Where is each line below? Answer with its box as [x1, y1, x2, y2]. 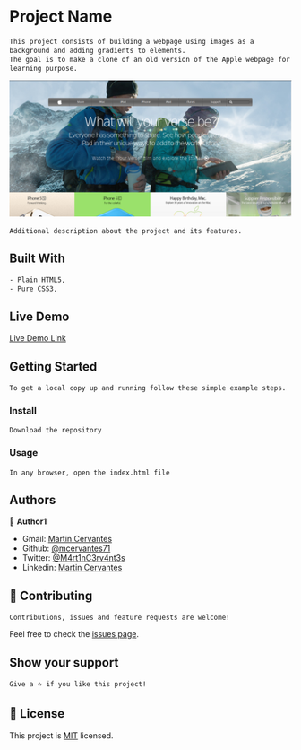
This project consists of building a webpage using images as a [9, 37, 254, 46]
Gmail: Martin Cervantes [21, 534, 113, 545]
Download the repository [9, 426, 102, 435]
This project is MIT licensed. [9, 729, 114, 741]
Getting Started [9, 359, 98, 374]
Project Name [9, 6, 113, 27]
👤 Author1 [9, 516, 47, 527]
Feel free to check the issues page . [9, 629, 139, 640]
